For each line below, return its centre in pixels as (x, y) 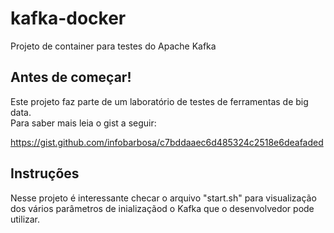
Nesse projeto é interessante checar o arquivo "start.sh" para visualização (163, 198)
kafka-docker (68, 18)
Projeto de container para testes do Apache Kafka (113, 46)
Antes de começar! (71, 77)
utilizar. (25, 219)
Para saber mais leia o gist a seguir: (83, 123)
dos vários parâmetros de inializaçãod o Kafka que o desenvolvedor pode (162, 208)
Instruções (45, 173)
